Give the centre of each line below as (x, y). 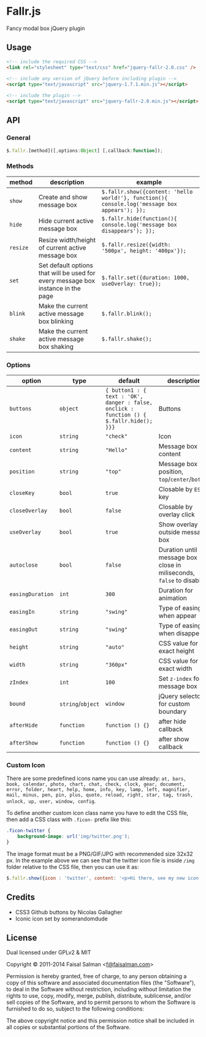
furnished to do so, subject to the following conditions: (75, 1009)
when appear (178, 616)
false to (170, 581)
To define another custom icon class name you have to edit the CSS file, (97, 813)
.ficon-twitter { (29, 831)
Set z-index (175, 679)
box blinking (56, 321)
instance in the (59, 288)
